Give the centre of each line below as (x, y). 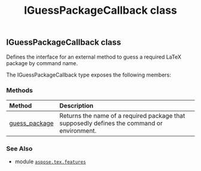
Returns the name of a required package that (122, 115)
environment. (78, 130)
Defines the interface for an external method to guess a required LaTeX (94, 57)
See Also (19, 148)
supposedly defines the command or (111, 123)
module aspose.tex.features (50, 161)
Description (77, 105)
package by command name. (42, 63)
